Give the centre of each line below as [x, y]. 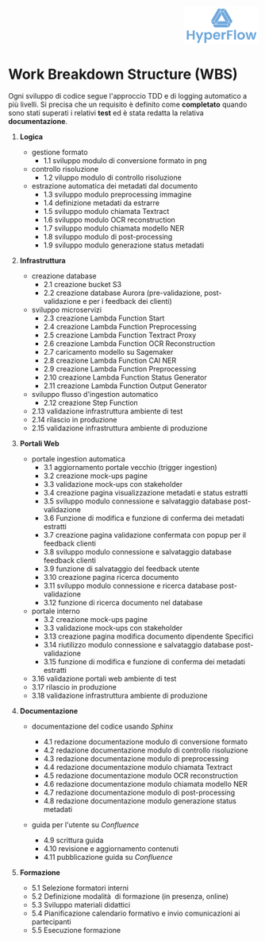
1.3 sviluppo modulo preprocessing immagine [117, 195]
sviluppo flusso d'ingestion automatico [95, 395]
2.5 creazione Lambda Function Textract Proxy [120, 335]
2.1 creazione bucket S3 [82, 285]
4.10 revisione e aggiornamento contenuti [111, 849]
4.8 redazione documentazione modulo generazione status [140, 801]
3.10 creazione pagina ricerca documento [111, 577]
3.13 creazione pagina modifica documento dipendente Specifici [148, 636]
